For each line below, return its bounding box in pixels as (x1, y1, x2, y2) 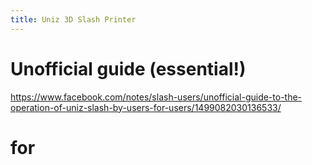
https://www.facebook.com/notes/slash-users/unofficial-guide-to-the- (10, 91, 303, 103)
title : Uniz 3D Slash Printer (10, 14, 137, 25)
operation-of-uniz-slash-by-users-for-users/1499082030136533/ (10, 101, 282, 113)
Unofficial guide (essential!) (10, 57, 247, 80)
